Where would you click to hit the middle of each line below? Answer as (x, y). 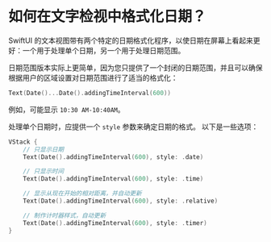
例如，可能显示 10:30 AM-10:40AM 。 (67, 109)
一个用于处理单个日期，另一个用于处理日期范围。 (104, 50)
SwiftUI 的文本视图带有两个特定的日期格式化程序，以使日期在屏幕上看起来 (131, 40)
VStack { (23, 142)
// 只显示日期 (44, 149)
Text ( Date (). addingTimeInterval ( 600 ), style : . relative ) (121, 201)
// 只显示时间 (44, 171)
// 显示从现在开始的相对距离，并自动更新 (83, 194)
